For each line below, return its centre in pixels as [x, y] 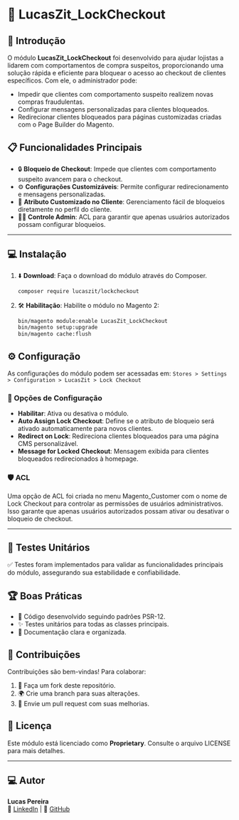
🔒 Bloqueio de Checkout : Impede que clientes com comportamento [117, 169]
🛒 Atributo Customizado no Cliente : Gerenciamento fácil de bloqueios [121, 201]
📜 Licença [30, 726]
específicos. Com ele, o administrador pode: [72, 80]
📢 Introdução [37, 41]
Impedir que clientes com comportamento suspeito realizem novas [115, 94]
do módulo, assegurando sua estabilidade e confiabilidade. [94, 573]
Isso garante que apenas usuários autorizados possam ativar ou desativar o [118, 511]
